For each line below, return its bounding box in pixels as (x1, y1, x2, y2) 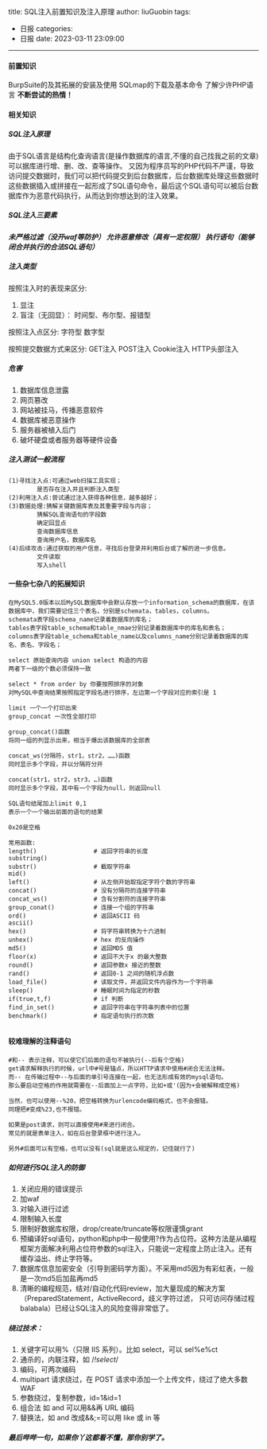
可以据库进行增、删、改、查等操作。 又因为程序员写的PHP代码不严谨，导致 (8, 161, 254, 170)
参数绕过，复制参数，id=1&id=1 (19, 1393, 122, 1402)
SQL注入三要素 (8, 210, 57, 220)
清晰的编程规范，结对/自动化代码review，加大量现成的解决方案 (19, 1283, 226, 1293)
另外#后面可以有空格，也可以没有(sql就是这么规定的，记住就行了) (8, 1145, 195, 1153)
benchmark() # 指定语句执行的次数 (8, 1011, 155, 1020)
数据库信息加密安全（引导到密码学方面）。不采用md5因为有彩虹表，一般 (19, 1264, 254, 1273)
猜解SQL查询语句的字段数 (37, 510, 107, 519)
